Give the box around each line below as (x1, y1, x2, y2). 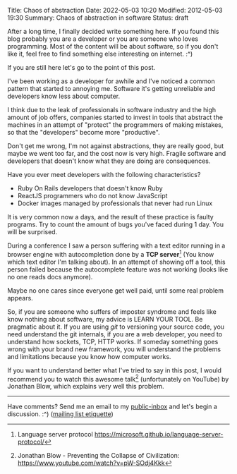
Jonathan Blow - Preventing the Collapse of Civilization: (17, 451, 180, 460)
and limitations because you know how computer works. (7, 352, 171, 360)
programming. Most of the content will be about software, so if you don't (7, 42, 219, 50)
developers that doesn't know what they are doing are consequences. (7, 157, 211, 165)
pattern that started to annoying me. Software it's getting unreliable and (7, 85, 216, 92)
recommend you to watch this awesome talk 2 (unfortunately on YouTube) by (7, 373, 229, 383)
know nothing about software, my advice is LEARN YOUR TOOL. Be (7, 315, 203, 323)
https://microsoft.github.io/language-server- (94, 430, 224, 439)
